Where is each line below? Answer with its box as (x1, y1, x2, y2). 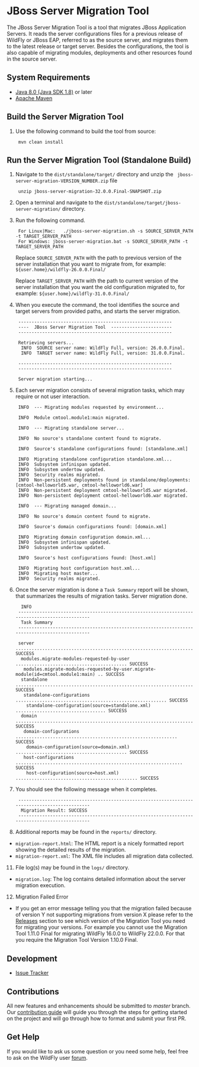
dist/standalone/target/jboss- (104, 200, 181, 206)
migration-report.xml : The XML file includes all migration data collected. (15, 853, 194, 860)
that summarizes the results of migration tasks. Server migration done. (15, 592, 188, 600)
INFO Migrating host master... (18, 571, 98, 577)
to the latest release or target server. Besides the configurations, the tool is (7, 43, 189, 50)
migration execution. (15, 882, 66, 889)
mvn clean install (18, 139, 64, 145)
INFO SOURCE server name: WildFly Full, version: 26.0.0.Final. (21, 345, 185, 351)
